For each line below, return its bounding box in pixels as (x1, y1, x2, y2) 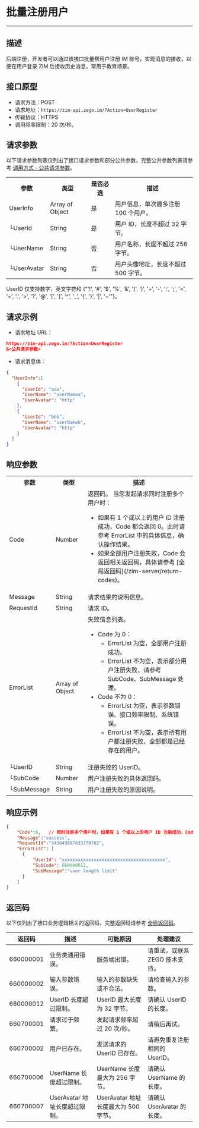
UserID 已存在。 (97, 1049, 142, 1057)
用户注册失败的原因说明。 (88, 785, 159, 794)
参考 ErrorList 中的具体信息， (97, 532, 179, 539)
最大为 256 (97, 1074, 129, 1082)
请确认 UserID (147, 995, 187, 1004)
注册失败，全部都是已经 (119, 737, 185, 745)
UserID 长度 (49, 995, 83, 1004)
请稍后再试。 (147, 1020, 184, 1029)
